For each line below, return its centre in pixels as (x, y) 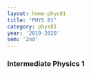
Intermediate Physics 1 (46, 64)
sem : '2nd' (23, 40)
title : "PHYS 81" (32, 20)
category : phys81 (32, 26)
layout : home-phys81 (37, 14)
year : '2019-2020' (33, 33)
